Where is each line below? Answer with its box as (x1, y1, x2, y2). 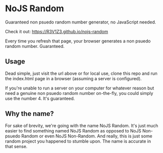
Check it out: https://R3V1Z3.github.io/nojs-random (5, 28, 109, 34)
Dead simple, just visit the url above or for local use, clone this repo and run (5, 70, 158, 76)
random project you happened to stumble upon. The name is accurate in (5, 138, 151, 144)
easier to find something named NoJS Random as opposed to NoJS (5, 128, 141, 133)
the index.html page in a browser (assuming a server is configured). (5, 75, 142, 81)
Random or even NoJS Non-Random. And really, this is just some (21, 133, 153, 139)
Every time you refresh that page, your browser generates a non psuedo (5, 38, 151, 44)
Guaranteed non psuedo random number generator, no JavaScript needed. (5, 19, 157, 25)
